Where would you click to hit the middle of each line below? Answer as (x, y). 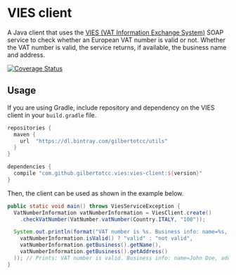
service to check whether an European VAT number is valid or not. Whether (117, 39)
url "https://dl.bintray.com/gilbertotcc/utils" (94, 141)
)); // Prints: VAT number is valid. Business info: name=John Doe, (116, 258)
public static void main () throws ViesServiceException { (94, 206)
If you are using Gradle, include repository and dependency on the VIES (111, 108)
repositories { (29, 128)
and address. (26, 55)
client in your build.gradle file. (52, 115)
